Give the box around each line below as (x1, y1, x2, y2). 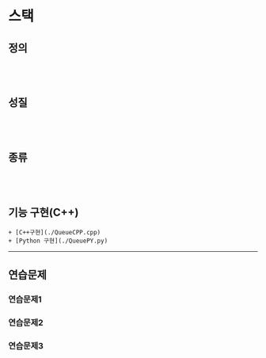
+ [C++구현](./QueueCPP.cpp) (8, 229, 101, 237)
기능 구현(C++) (8, 206, 79, 219)
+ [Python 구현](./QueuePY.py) (8, 237, 108, 246)
